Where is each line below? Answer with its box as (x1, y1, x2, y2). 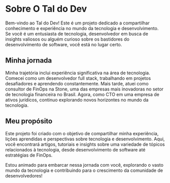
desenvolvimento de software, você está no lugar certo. (5, 41, 122, 47)
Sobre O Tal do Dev (5, 3, 87, 15)
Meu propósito (5, 117, 53, 126)
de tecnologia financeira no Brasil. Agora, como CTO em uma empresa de (5, 91, 160, 97)
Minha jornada (5, 56, 52, 65)
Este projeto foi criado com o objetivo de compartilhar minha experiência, (5, 130, 159, 136)
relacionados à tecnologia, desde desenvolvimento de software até (5, 146, 146, 152)
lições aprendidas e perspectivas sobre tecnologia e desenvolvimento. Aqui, (5, 136, 165, 142)
